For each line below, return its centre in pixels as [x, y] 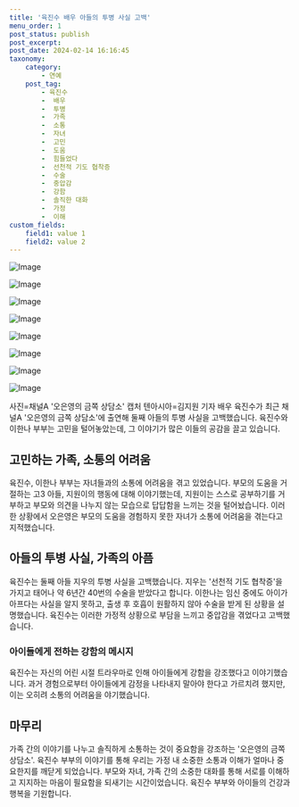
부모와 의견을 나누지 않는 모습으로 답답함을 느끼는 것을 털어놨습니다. [151, 505]
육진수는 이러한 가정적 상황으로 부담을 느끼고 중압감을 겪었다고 [158, 615]
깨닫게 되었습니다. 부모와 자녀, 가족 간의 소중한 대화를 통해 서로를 [153, 771]
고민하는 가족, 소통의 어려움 [80, 459]
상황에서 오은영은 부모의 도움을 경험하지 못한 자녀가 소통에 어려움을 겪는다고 [151, 516]
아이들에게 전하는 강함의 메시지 [71, 651]
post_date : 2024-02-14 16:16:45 [69, 51]
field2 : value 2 [56, 242]
